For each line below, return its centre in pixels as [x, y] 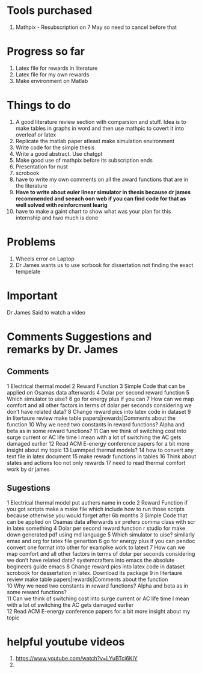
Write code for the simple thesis [55, 147]
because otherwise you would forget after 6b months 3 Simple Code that [97, 515]
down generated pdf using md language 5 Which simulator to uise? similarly [101, 534]
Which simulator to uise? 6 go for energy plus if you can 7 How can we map [100, 399]
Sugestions [29, 488]
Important [32, 296]
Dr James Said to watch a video [46, 312]
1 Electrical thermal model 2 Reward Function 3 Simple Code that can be [96, 386]
